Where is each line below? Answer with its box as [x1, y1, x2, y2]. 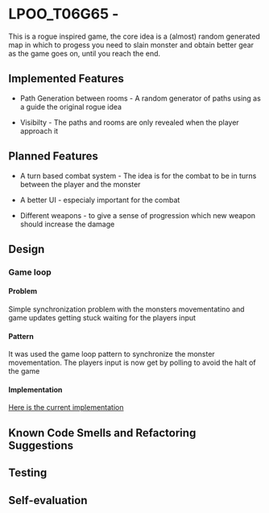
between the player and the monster [19, 179, 141, 189]
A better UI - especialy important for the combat [19, 195, 180, 205]
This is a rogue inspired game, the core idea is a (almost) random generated [8, 31, 260, 41]
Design [8, 242, 45, 256]
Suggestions [8, 438, 74, 452]
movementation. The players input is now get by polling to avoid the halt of [8, 358, 256, 367]
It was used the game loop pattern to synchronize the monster [8, 350, 215, 359]
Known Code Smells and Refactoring [8, 426, 197, 440]
